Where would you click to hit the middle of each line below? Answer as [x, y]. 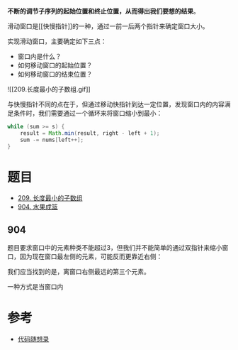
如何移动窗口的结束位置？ [55, 74]
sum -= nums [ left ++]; [52, 140]
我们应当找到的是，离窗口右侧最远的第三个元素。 [79, 272]
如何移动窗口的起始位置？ [55, 65]
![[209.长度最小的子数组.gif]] [49, 89]
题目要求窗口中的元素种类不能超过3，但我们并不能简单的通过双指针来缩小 [115, 248]
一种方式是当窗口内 [35, 287]
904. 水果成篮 [38, 207]
